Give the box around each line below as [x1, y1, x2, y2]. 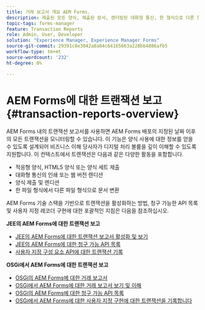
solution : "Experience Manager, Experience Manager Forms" [6, 37, 160, 43]
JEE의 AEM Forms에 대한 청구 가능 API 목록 [15, 240, 121, 248]
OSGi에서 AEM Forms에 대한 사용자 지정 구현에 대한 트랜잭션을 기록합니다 [15, 297, 192, 305]
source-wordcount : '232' [6, 54, 70, 60]
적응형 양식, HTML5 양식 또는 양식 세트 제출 [15, 164, 120, 171]
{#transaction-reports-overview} [6, 107, 179, 121]
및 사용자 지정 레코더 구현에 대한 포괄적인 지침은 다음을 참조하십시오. [6, 207, 169, 214]
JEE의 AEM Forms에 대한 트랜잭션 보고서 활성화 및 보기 [15, 233, 148, 240]
